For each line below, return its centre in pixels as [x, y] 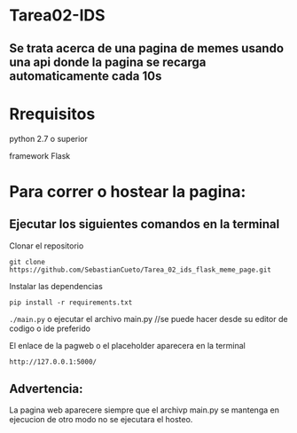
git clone [27, 262]
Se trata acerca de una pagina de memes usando [147, 48]
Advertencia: [46, 388]
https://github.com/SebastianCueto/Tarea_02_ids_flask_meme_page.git [141, 270]
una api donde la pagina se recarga [108, 62]
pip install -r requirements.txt [71, 303]
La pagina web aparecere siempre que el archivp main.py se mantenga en [144, 410]
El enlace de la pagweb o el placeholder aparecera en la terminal [127, 345]
